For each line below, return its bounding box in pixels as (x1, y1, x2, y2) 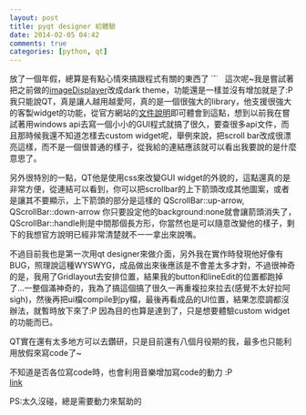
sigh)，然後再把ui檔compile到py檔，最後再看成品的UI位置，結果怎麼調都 (9, 294, 281, 305)
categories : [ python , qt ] (9, 47, 107, 56)
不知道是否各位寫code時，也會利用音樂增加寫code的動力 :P (9, 367, 233, 378)
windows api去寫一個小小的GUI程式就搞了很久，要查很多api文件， (33, 119, 281, 130)
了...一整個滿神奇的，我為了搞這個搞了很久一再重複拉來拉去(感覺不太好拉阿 (9, 283, 291, 294)
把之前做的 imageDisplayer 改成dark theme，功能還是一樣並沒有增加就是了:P (9, 85, 293, 96)
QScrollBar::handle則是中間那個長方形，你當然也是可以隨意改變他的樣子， (9, 218, 287, 228)
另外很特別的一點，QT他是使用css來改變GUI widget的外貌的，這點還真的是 (9, 172, 291, 183)
